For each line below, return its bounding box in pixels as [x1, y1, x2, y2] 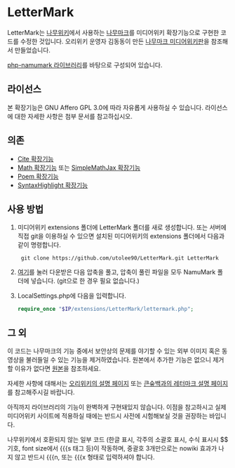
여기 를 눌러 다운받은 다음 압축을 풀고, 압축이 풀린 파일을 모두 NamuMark [17, 268, 216, 276]
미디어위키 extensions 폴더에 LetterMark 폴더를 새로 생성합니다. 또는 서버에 [17, 223, 227, 232]
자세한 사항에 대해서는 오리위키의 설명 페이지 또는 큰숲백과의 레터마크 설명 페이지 [7, 380, 229, 388]
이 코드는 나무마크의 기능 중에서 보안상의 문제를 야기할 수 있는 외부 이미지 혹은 [7, 347, 221, 355]
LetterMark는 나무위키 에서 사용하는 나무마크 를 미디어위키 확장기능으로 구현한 [7, 28, 220, 36]
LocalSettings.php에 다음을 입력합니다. [17, 292, 126, 300]
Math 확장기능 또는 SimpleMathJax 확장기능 [17, 163, 141, 172]
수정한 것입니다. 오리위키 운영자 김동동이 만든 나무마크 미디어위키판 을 [20, 36, 210, 46]
